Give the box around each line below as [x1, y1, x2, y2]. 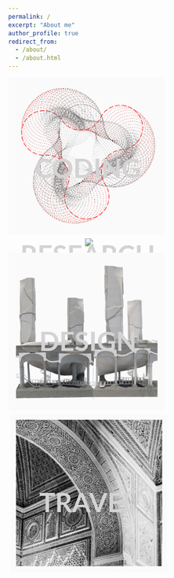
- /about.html [15, 54, 61, 62]
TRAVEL [38, 485, 137, 518]
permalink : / [8, 13, 51, 20]
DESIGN [38, 324, 137, 357]
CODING [34, 151, 141, 184]
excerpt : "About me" [8, 20, 76, 29]
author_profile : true [8, 29, 79, 37]
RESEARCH [20, 237, 156, 271]
